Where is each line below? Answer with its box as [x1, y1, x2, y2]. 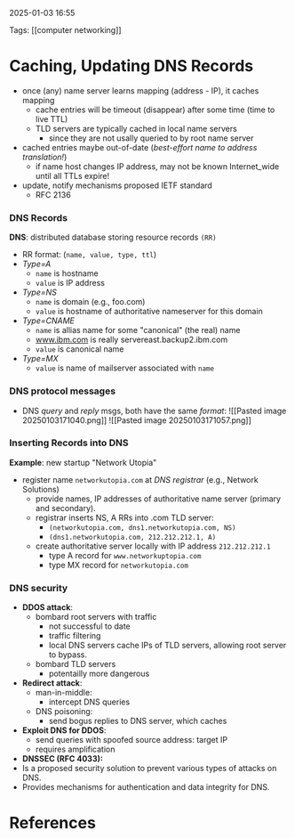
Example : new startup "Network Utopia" [9, 457, 157, 468]
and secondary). [35, 502, 96, 513]
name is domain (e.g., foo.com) [35, 297, 146, 307]
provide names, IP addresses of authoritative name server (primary [35, 493, 282, 504]
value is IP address [35, 278, 105, 289]
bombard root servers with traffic [35, 612, 157, 622]
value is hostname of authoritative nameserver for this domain [35, 306, 264, 317]
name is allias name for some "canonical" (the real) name [35, 325, 241, 336]
